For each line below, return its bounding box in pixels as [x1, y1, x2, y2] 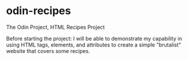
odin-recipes [6, 4, 71, 18]
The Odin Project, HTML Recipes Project [6, 24, 105, 31]
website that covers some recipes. [6, 47, 90, 54]
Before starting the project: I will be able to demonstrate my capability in [6, 35, 183, 42]
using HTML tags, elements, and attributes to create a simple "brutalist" [6, 41, 181, 48]
